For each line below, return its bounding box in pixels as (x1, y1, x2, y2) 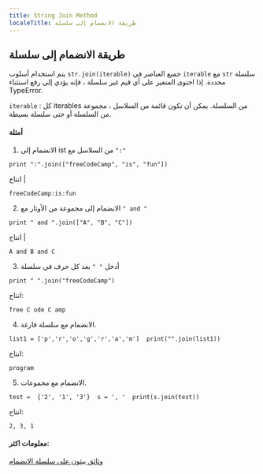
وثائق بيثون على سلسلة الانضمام (9, 456, 103, 465)
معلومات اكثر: (9, 439, 50, 448)
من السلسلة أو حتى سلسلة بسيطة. (9, 110, 112, 119)
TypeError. (9, 86, 43, 95)
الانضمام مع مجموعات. (20, 378, 87, 387)
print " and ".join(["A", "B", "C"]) (9, 218, 133, 226)
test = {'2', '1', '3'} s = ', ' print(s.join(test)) (9, 393, 200, 401)
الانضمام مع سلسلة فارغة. (20, 319, 97, 329)
